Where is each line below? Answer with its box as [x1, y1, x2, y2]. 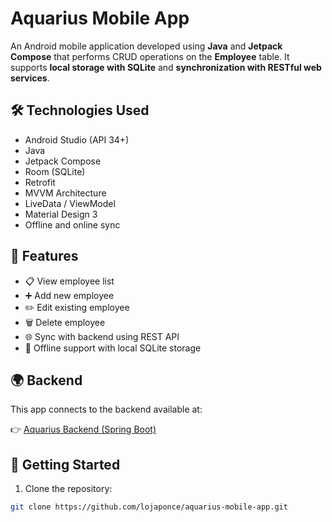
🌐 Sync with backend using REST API [24, 330, 180, 342]
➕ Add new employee [24, 289, 115, 301]
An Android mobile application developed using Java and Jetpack [10, 40, 283, 52]
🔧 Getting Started [10, 456, 121, 473]
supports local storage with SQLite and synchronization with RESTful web [10, 61, 322, 73]
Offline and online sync [24, 218, 121, 231]
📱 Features [10, 248, 79, 265]
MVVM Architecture [24, 187, 107, 199]
